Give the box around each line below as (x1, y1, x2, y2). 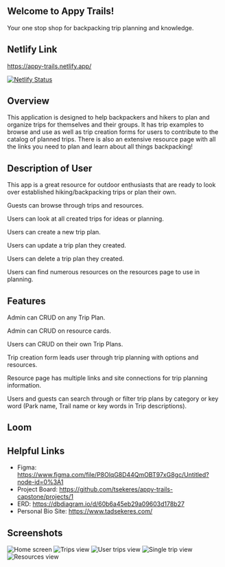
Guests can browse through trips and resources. (7, 201, 144, 210)
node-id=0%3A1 (16, 478, 64, 487)
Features (7, 295, 46, 307)
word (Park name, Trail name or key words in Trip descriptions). (7, 402, 187, 410)
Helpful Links (7, 445, 65, 456)
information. (7, 381, 42, 390)
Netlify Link (7, 44, 58, 56)
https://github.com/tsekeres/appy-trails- (59, 485, 174, 493)
